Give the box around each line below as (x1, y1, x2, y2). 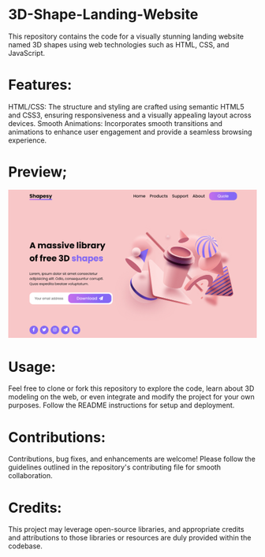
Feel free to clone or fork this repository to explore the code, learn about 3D (8, 384, 255, 393)
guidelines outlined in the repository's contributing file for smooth (8, 462, 222, 472)
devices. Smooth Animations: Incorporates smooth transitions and (8, 118, 223, 128)
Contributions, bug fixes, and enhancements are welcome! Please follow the (8, 455, 256, 464)
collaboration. (8, 471, 53, 481)
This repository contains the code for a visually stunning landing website (8, 32, 244, 41)
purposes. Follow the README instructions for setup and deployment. (8, 400, 235, 410)
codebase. (8, 541, 43, 551)
